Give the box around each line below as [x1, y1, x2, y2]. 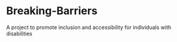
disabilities [6, 30, 33, 37]
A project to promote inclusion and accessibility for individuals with [6, 24, 172, 31]
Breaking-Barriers [6, 4, 97, 18]
